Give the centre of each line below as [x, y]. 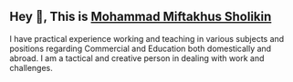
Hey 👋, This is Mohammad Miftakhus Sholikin [141, 17]
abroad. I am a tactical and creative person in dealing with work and [137, 58]
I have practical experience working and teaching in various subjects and [147, 38]
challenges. [31, 67]
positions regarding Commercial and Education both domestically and [141, 48]
